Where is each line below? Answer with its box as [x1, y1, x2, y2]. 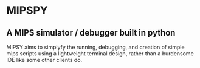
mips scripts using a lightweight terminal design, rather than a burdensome [6, 50, 195, 57]
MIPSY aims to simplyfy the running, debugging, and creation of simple [6, 43, 185, 51]
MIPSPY [6, 4, 49, 17]
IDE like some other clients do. [6, 57, 83, 63]
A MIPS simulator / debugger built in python [6, 28, 176, 38]
